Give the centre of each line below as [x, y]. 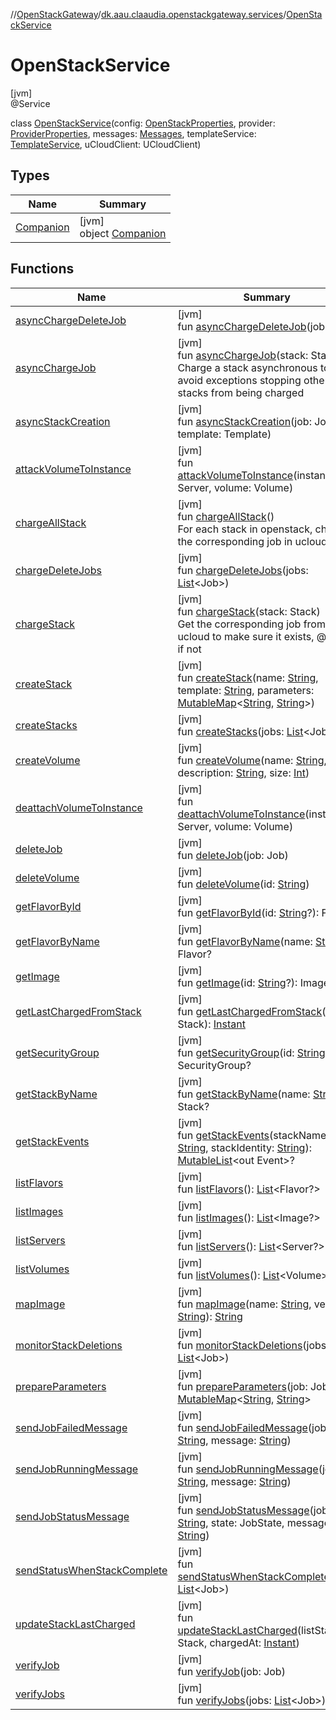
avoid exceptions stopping [239, 380]
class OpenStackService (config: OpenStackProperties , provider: [143, 123]
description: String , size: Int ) [243, 772]
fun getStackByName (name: [244, 1094]
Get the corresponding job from [251, 624]
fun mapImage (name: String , [244, 1304]
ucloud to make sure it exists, [246, 636]
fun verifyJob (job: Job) [231, 1671]
